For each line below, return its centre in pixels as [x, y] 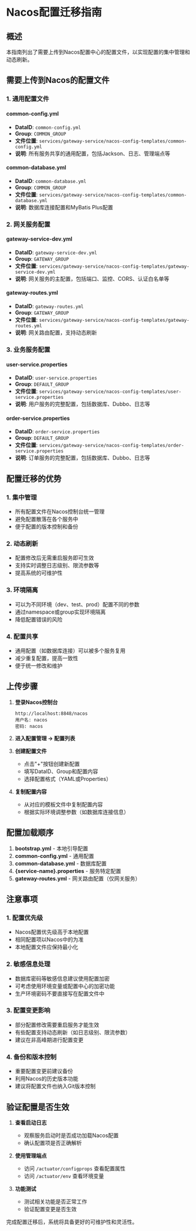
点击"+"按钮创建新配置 [52, 764]
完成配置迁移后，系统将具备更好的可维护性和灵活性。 [72, 1221]
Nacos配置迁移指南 [54, 12]
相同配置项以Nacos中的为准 [49, 940]
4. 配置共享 [22, 637]
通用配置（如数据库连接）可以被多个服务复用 [70, 650]
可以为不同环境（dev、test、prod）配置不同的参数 [77, 604]
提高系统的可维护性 [39, 573]
